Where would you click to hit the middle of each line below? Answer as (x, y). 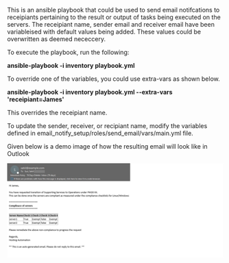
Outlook (18, 154)
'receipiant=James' (36, 99)
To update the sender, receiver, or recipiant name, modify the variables (107, 126)
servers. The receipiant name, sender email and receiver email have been (111, 24)
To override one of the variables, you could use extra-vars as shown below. (114, 79)
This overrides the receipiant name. (57, 113)
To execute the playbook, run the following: (68, 52)
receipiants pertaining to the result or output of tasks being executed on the (114, 17)
